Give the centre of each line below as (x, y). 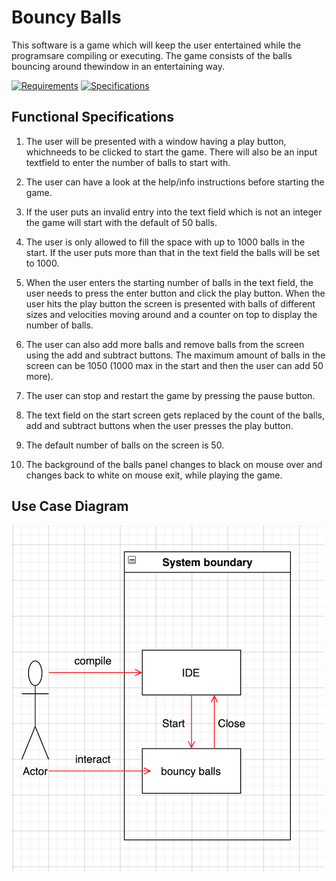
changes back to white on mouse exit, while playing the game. (154, 475)
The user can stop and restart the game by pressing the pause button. (170, 395)
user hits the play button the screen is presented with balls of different (170, 303)
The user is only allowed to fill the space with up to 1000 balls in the (165, 242)
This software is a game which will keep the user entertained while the (156, 45)
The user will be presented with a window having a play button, (156, 141)
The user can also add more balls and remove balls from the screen (165, 344)
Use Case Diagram (70, 506)
